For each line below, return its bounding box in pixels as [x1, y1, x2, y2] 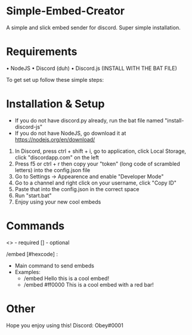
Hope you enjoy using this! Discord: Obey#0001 [6, 321, 123, 329]
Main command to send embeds [14, 262, 94, 269]
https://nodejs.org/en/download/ [14, 136, 95, 143]
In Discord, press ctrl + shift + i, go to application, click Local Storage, [14, 147, 187, 155]
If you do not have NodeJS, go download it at [14, 130, 126, 137]
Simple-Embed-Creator [6, 4, 125, 18]
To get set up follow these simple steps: [6, 76, 104, 83]
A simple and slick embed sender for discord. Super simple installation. [6, 24, 181, 31]
